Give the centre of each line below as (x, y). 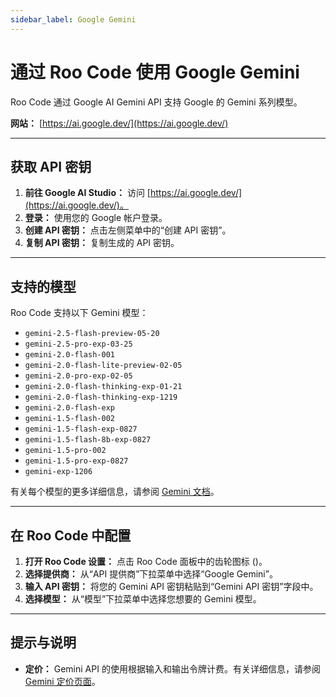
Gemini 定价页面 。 (62, 681)
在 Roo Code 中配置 (71, 535)
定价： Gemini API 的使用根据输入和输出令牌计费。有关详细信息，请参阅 (172, 668)
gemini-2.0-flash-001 (69, 355)
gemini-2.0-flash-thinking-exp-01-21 (103, 387)
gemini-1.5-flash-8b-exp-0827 (88, 440)
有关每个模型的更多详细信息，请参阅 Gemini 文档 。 (115, 492)
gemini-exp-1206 (58, 472)
